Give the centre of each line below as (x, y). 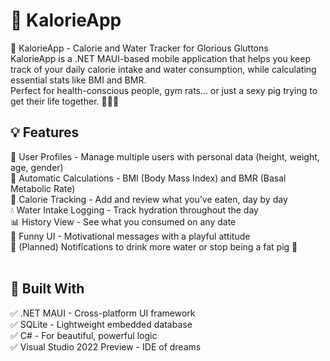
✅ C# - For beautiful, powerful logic (84, 335)
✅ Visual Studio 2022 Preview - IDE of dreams (106, 346)
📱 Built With (47, 289)
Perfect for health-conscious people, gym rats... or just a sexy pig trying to (164, 90)
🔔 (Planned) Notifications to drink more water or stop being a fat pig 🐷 (154, 246)
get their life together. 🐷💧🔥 (65, 101)
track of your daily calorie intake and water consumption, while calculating (163, 69)
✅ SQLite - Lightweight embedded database (101, 324)
